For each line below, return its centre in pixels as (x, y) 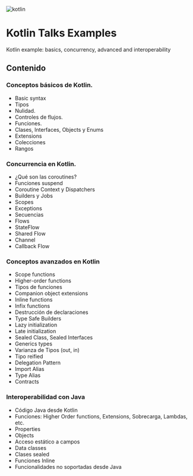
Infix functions (32, 306)
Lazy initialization (36, 325)
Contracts (27, 382)
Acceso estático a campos (47, 442)
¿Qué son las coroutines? (46, 177)
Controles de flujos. (39, 117)
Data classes (30, 448)
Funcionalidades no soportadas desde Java (68, 467)
